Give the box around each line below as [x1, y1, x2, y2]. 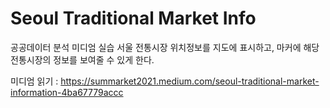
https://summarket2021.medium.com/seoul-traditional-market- [60, 75, 320, 87]
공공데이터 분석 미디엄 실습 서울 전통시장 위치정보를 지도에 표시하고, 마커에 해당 [10, 41, 320, 53]
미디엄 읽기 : [10, 75, 59, 87]
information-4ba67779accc [10, 86, 124, 98]
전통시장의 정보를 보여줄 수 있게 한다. [10, 53, 155, 66]
